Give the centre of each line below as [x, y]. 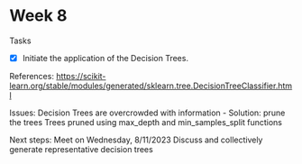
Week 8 [38, 16]
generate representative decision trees [81, 149]
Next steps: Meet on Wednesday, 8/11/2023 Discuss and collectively [136, 140]
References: [32, 76]
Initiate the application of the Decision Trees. [105, 58]
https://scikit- [81, 76]
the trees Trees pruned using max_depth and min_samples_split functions [146, 122]
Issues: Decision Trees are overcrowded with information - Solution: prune [147, 113]
